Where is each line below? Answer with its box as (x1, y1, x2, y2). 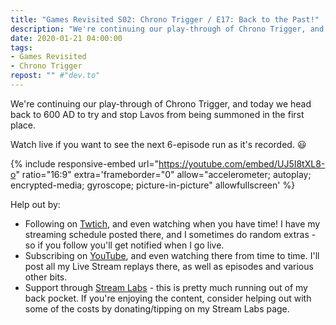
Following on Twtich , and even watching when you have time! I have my (24, 217, 321, 230)
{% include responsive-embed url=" (10, 157, 160, 170)
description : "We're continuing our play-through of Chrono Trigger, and (10, 24, 325, 34)
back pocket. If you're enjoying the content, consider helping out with (24, 292, 312, 304)
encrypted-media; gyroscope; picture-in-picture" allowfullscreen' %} (10, 179, 296, 191)
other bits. (24, 271, 68, 283)
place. (10, 119, 37, 131)
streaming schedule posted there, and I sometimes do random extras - (24, 228, 317, 240)
